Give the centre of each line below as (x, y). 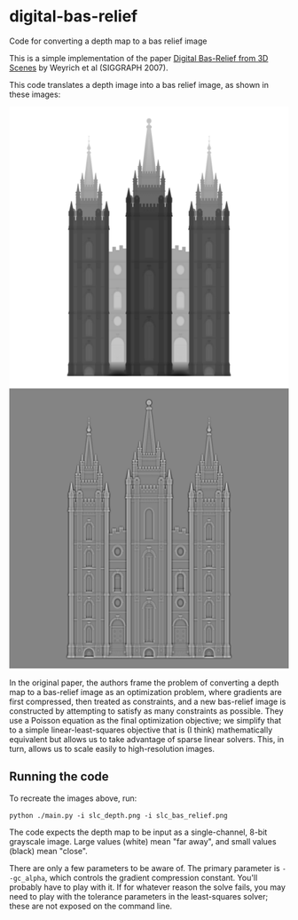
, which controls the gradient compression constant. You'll (151, 877)
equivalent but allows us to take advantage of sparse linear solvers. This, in (147, 739)
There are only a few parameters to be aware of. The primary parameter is (145, 868)
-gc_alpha (27, 878)
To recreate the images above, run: (73, 798)
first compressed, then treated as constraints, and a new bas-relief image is (148, 701)
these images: (35, 94)
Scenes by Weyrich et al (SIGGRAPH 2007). (89, 68)
